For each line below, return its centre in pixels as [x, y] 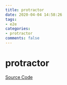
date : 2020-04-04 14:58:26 [34, 15]
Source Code [19, 77]
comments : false [22, 38]
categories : [18, 29]
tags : [11, 19]
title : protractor [25, 10]
